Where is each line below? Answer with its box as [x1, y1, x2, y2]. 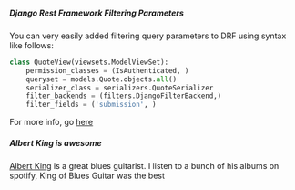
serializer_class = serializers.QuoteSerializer [25, 83, 214, 92]
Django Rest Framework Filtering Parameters [9, 7, 184, 18]
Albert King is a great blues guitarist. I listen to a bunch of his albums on [9, 161, 280, 172]
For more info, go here [9, 117, 94, 128]
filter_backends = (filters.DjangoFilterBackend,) [25, 91, 222, 100]
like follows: [9, 39, 55, 50]
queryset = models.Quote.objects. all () [25, 74, 178, 84]
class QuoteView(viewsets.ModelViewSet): [9, 58, 169, 67]
